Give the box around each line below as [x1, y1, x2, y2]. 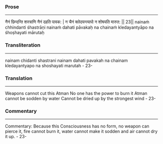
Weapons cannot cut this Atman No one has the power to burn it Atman [5, 90, 147, 96]
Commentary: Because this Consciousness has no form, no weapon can [5, 123, 149, 129]
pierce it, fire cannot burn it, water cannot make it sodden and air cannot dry [5, 128, 158, 134]
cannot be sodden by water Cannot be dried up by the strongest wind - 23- [5, 95, 156, 101]
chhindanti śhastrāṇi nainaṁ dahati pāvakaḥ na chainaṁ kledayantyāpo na [5, 24, 154, 30]
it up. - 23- [5, 134, 27, 140]
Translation [5, 74, 33, 81]
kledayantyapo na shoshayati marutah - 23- [5, 62, 93, 69]
